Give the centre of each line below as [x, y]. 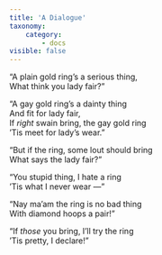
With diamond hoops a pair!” [62, 214]
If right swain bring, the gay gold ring [78, 123]
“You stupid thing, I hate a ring [65, 178]
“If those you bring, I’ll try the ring [72, 232]
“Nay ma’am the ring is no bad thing [76, 205]
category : [44, 34]
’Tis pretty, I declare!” [49, 241]
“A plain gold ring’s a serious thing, [73, 77]
